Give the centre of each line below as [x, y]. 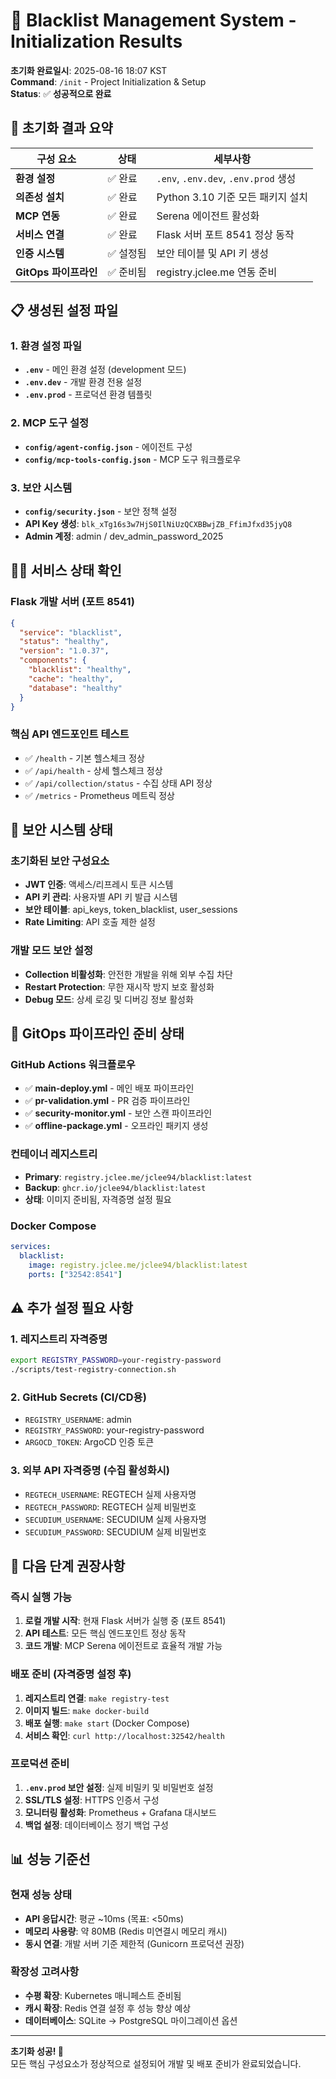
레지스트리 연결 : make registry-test [97, 1698]
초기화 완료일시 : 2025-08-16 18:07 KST [89, 70]
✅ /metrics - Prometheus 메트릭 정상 [99, 795]
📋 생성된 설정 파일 [64, 310]
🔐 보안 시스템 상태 [61, 830]
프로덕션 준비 [40, 1764]
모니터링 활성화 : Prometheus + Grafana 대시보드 [120, 1812]
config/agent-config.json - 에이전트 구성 [108, 446]
